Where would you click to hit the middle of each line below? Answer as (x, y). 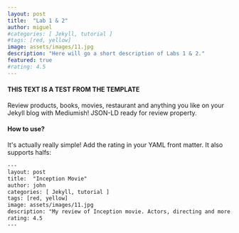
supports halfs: (30, 153)
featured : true (30, 60)
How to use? (26, 129)
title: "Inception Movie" (47, 178)
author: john (27, 185)
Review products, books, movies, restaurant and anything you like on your (116, 105)
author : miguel (30, 27)
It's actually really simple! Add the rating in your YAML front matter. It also (115, 145)
